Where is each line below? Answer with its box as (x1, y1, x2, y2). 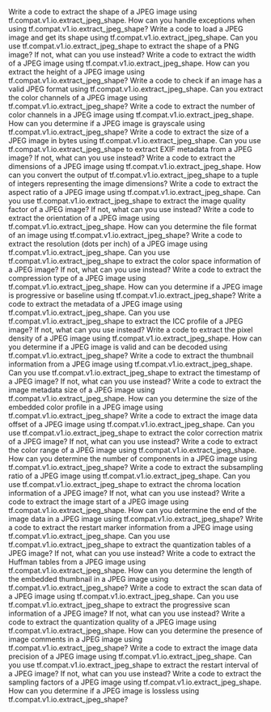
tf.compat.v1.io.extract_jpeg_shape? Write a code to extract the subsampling (8, 463, 264, 472)
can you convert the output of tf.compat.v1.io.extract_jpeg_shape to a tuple (8, 170, 259, 180)
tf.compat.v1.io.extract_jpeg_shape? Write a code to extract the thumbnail (8, 351, 254, 360)
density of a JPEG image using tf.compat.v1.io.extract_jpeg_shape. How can (8, 333, 262, 343)
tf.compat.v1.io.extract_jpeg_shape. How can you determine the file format (8, 222, 257, 231)
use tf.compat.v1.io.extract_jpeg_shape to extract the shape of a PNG (8, 41, 239, 51)
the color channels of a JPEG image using (8, 93, 148, 102)
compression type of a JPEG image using (8, 273, 146, 282)
